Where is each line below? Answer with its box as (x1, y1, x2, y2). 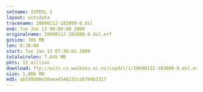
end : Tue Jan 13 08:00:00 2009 (6, 25, 85, 32)
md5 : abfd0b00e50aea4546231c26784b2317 (6, 76, 107, 82)
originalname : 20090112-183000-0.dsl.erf (6, 31, 112, 38)
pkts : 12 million (6, 59, 50, 65)
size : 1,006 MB (6, 71, 45, 77)
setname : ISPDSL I (6, 8, 53, 15)
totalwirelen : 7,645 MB (6, 54, 66, 60)
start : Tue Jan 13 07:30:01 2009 (6, 48, 91, 54)
